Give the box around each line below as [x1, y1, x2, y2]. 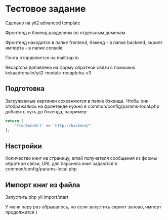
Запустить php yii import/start [5, 194, 69, 200]
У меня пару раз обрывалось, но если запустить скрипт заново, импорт [5, 204, 162, 210]
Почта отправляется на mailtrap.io [5, 54, 79, 61]
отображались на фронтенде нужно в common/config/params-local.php [5, 103, 159, 109]
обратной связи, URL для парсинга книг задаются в [5, 160, 117, 167]
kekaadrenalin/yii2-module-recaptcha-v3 [5, 69, 92, 76]
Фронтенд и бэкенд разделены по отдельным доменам [5, 29, 125, 35]
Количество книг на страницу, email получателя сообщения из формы [5, 155, 157, 161]
